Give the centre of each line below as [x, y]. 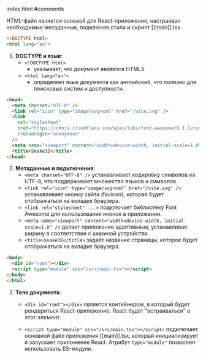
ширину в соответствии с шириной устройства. [87, 234]
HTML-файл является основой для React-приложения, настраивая [93, 21]
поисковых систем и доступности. [79, 88]
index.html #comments [35, 9]
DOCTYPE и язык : [39, 56]
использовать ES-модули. [59, 348]
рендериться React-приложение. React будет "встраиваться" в [107, 310]
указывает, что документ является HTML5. [90, 69]
